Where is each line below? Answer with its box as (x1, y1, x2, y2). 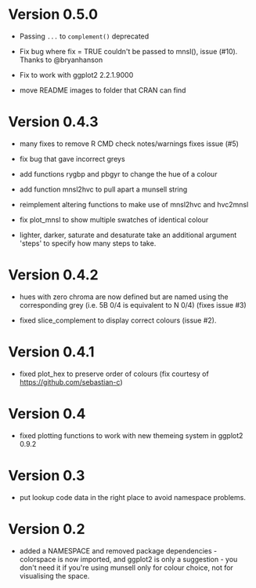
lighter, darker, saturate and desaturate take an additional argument (19, 230, 237, 239)
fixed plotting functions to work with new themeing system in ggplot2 (19, 430, 243, 440)
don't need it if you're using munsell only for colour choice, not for (19, 563, 233, 572)
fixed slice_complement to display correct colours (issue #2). (19, 316, 217, 325)
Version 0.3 (8, 466, 85, 484)
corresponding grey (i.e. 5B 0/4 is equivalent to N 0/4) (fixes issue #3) (19, 300, 247, 309)
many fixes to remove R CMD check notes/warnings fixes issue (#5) (19, 139, 239, 148)
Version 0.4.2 (8, 266, 99, 284)
